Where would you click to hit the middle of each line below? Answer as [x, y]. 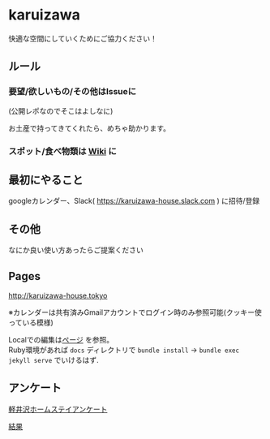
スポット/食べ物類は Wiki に [63, 151]
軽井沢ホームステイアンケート [58, 409]
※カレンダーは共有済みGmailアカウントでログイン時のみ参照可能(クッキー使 [135, 312]
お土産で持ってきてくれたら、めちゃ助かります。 [90, 128]
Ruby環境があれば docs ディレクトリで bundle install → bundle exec [124, 350]
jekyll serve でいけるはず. [54, 359]
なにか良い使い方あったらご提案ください [76, 250]
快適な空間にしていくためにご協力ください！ [83, 38]
